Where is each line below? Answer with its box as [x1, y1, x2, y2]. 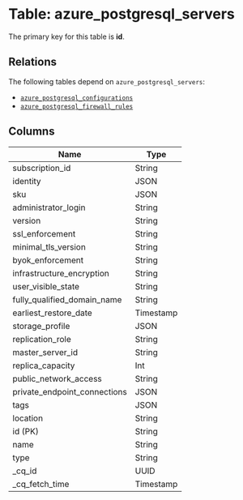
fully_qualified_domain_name [12, 293, 122, 305]
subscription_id [12, 162, 71, 173]
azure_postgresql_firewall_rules [19, 102, 134, 110]
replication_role [12, 333, 71, 344]
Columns [8, 125, 55, 139]
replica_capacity [12, 360, 75, 371]
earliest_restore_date [12, 307, 93, 318]
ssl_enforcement [12, 228, 76, 239]
